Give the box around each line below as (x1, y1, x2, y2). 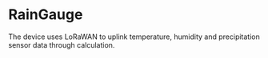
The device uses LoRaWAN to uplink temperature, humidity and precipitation (8, 32, 260, 41)
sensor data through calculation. (8, 40, 115, 49)
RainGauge (8, 6, 83, 24)
